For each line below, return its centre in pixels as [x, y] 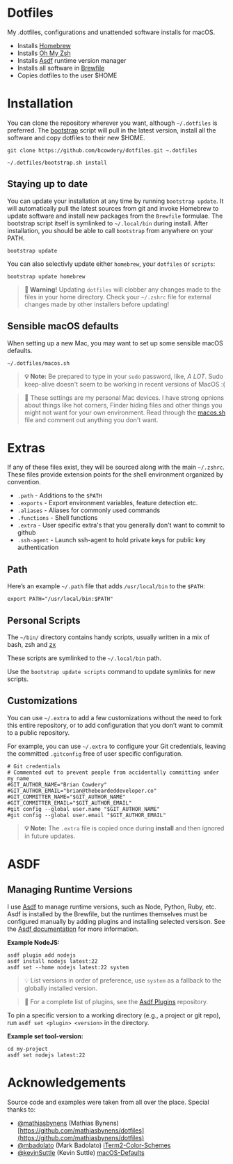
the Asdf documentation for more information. [73, 929]
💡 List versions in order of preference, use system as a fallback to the [123, 980]
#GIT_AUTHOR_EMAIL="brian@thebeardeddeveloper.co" [82, 791]
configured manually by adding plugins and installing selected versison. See [116, 921]
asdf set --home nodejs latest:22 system [68, 967]
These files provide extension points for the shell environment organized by [115, 475]
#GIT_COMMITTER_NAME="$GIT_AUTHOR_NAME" [67, 797]
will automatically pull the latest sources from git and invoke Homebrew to [113, 208]
